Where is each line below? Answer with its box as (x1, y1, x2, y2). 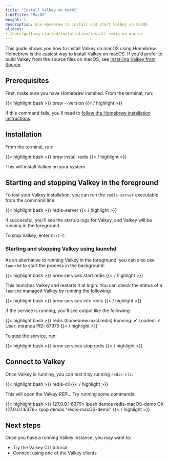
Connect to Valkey (5, 358, 66, 366)
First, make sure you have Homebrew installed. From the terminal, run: (5, 90, 154, 96)
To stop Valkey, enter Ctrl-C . (5, 232, 66, 238)
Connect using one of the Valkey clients (12, 450, 97, 456)
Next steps (5, 421, 41, 430)
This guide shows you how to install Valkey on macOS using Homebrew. (5, 46, 157, 51)
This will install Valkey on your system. (5, 163, 87, 169)
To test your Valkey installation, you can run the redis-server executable (5, 192, 159, 198)
